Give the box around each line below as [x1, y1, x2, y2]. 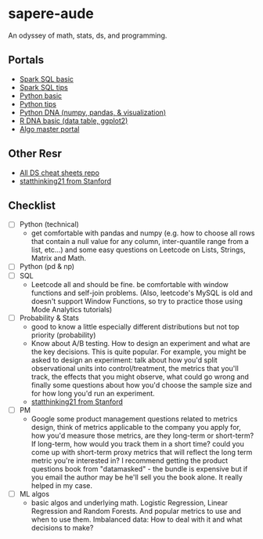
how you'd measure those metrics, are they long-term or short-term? [31, 431, 254, 440]
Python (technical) [19, 220, 80, 229]
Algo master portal [19, 124, 80, 133]
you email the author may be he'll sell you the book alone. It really [31, 472, 243, 482]
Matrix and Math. [31, 253, 87, 263]
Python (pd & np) [19, 262, 75, 271]
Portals [8, 53, 45, 67]
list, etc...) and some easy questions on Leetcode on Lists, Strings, [31, 245, 246, 255]
